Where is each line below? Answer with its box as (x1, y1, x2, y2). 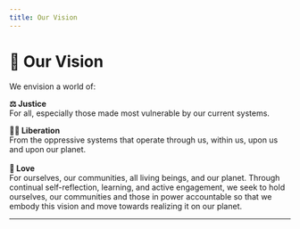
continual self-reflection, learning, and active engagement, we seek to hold (9, 182, 286, 192)
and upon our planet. (9, 143, 87, 154)
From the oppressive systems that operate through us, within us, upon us (9, 135, 279, 145)
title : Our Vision (9, 12, 78, 22)
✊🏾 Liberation (9, 125, 61, 135)
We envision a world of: (9, 81, 96, 92)
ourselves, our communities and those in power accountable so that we (9, 191, 272, 201)
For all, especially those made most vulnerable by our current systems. (9, 108, 271, 119)
